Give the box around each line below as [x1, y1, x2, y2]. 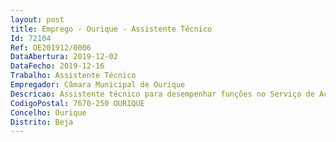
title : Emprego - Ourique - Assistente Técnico [10, 24, 213, 34]
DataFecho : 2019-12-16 [10, 61, 105, 71]
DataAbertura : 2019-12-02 [10, 52, 118, 62]
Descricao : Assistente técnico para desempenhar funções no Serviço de [10, 89, 315, 99]
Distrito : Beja [10, 117, 74, 127]
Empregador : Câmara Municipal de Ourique [10, 80, 186, 90]
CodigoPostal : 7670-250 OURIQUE [10, 98, 145, 108]
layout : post [10, 14, 65, 25]
